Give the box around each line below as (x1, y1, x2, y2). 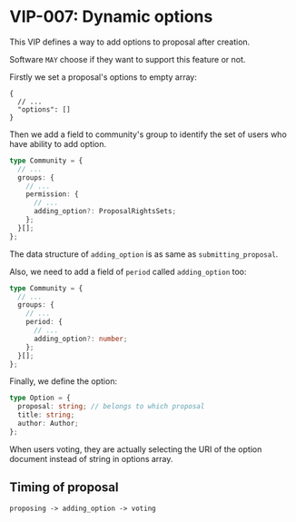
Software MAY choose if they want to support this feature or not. (9, 54, 246, 64)
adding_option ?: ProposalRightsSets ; (33, 207, 177, 216)
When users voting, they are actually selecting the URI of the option (9, 443, 262, 455)
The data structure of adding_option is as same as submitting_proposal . (9, 248, 279, 260)
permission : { (25, 190, 79, 199)
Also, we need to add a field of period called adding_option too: (9, 266, 247, 277)
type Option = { (9, 393, 71, 403)
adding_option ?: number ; (33, 334, 128, 343)
